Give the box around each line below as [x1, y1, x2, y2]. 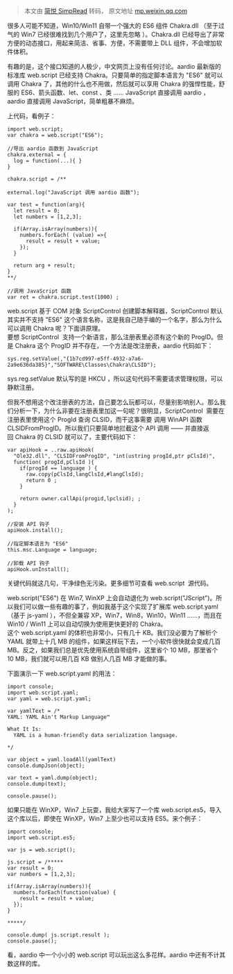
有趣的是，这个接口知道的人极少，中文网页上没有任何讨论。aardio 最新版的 [7, 63, 222, 70]
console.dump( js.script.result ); [7, 932, 110, 939]
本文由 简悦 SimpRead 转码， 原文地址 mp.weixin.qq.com [24, 7, 188, 15]
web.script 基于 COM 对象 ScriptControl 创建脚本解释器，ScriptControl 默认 [7, 307, 223, 315]
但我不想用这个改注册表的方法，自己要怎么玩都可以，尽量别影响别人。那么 [7, 398, 220, 406]
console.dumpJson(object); [7, 762, 85, 769]
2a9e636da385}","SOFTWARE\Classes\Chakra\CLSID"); [7, 361, 157, 368]
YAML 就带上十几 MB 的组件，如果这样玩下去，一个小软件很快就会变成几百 [7, 637, 221, 645]
